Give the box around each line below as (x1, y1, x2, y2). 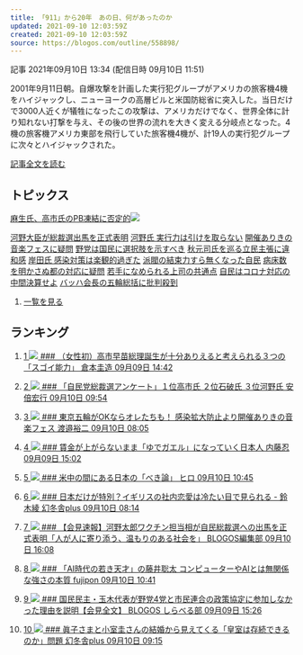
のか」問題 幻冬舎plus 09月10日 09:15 (22, 635, 163, 646)
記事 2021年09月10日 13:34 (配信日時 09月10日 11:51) (10, 64, 205, 75)
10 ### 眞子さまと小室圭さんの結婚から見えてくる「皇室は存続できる (22, 624, 290, 634)
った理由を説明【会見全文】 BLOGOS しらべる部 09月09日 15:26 (22, 605, 263, 615)
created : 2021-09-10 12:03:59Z (10, 30, 128, 39)
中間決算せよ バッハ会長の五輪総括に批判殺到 (10, 277, 178, 288)
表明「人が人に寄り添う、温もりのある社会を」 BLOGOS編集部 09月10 (31, 533, 291, 543)
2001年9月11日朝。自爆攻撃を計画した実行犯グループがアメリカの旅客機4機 (10, 83, 289, 94)
